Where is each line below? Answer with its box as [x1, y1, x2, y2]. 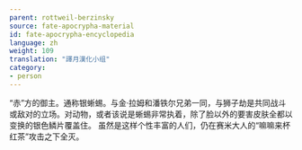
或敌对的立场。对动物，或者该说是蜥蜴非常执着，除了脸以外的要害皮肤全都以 [9, 109, 293, 119]
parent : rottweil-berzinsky [9, 13, 115, 22]
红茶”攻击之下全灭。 [9, 131, 84, 142]
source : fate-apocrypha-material [9, 22, 135, 31]
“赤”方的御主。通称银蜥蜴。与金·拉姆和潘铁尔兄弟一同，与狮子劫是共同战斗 [9, 97, 287, 108]
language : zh [9, 38, 58, 48]
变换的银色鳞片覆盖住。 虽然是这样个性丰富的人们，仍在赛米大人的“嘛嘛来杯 [9, 119, 291, 130]
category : [9, 64, 47, 73]
